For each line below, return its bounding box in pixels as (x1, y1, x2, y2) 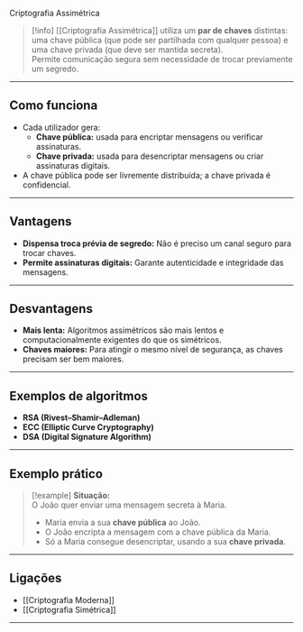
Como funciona (9, 98, 98, 114)
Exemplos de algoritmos (9, 388, 149, 404)
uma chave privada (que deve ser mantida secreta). (31, 44, 224, 55)
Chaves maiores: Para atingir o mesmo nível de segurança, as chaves (22, 344, 284, 355)
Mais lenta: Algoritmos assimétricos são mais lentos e (22, 325, 225, 336)
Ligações (9, 571, 62, 586)
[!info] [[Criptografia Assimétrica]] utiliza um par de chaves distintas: (31, 25, 289, 35)
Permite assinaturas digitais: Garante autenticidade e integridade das (22, 257, 284, 268)
